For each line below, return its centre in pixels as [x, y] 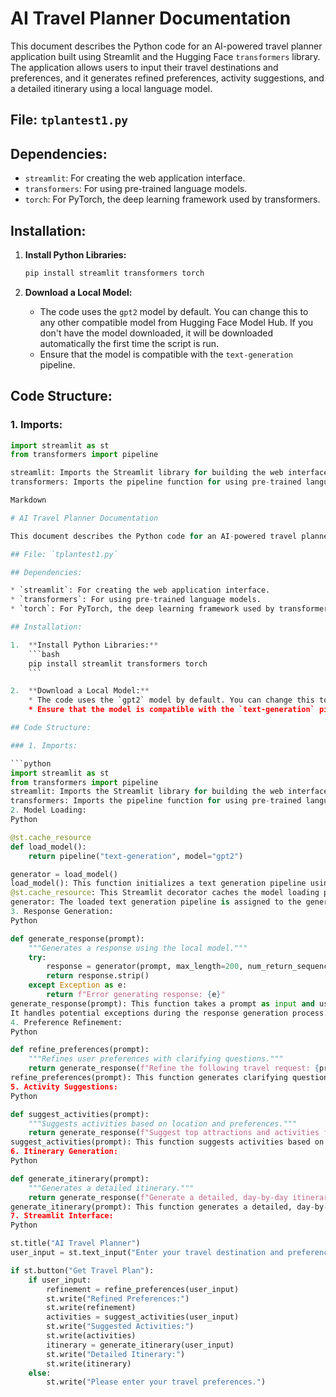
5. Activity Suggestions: [64, 1087]
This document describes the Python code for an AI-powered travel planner [166, 46]
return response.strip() [98, 976]
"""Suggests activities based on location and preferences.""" [163, 1123]
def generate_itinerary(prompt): [80, 1178]
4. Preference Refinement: [66, 1022]
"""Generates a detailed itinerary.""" [111, 1188]
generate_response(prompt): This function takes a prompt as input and [162, 1003]
